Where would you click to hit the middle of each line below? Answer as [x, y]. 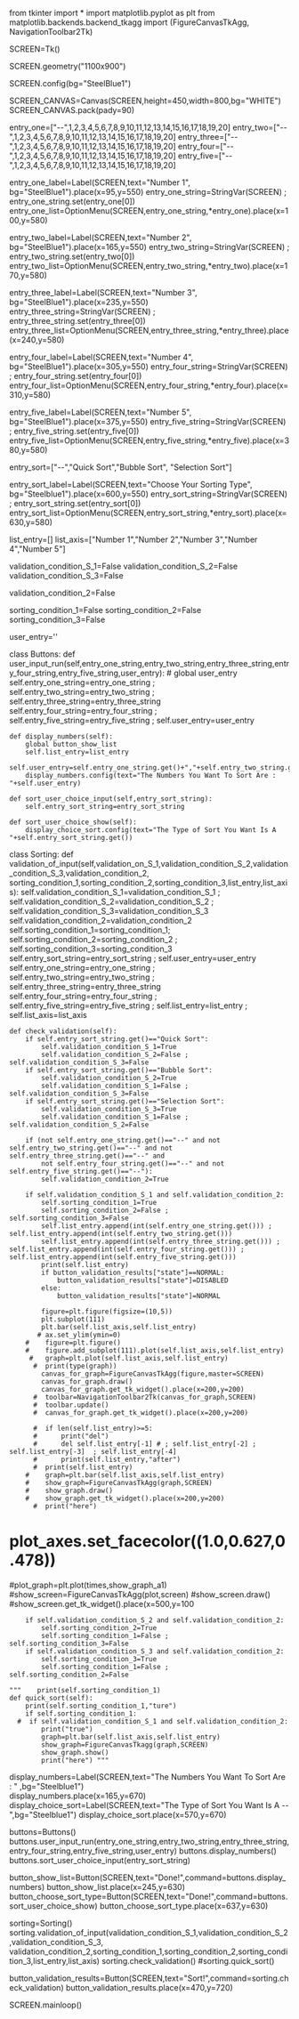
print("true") [67, 1729]
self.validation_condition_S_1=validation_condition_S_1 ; [121, 892]
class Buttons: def [42, 654]
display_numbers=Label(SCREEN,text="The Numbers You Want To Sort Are [148, 1777]
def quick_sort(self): [51, 1698]
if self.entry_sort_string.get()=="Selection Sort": [125, 1102]
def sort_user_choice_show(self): [73, 822]
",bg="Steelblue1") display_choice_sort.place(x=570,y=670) [118, 1814]
